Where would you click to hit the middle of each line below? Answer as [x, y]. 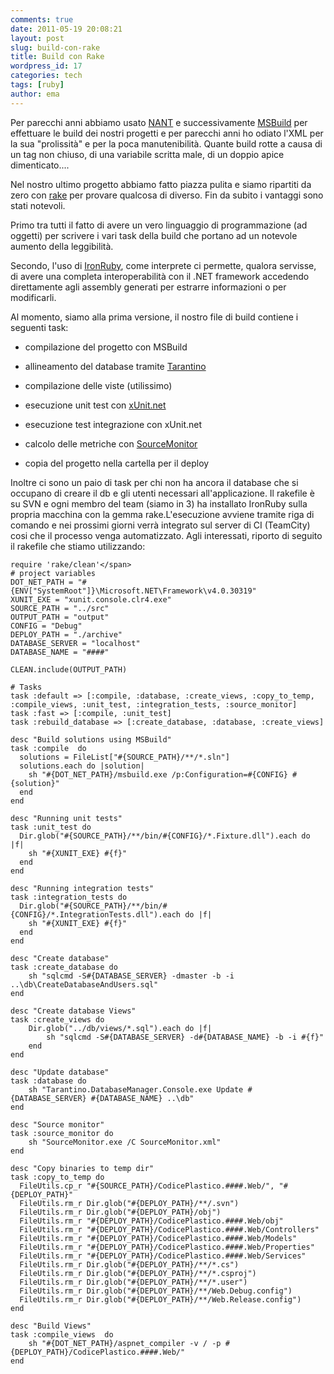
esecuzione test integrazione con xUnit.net [113, 424]
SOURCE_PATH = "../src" [60, 608]
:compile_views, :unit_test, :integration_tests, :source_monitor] [154, 704]
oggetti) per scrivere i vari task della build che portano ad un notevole [154, 235]
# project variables [53, 573]
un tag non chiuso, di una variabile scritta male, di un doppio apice [147, 154]
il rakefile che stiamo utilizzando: [78, 546]
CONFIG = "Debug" [46, 626]
